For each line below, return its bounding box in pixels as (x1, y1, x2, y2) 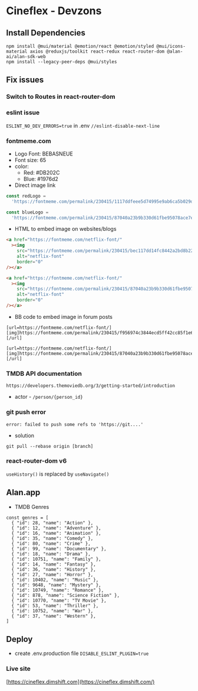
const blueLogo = (6, 209, 49, 215)
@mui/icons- (156, 43, 186, 49)
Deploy (6, 634, 33, 644)
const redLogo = (6, 193, 46, 199)
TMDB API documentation (6, 369, 82, 377)
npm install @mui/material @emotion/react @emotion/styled (6, 43, 154, 49)
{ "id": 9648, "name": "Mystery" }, (11, 582, 101, 588)
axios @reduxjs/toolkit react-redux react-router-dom (29, 49, 165, 54)
